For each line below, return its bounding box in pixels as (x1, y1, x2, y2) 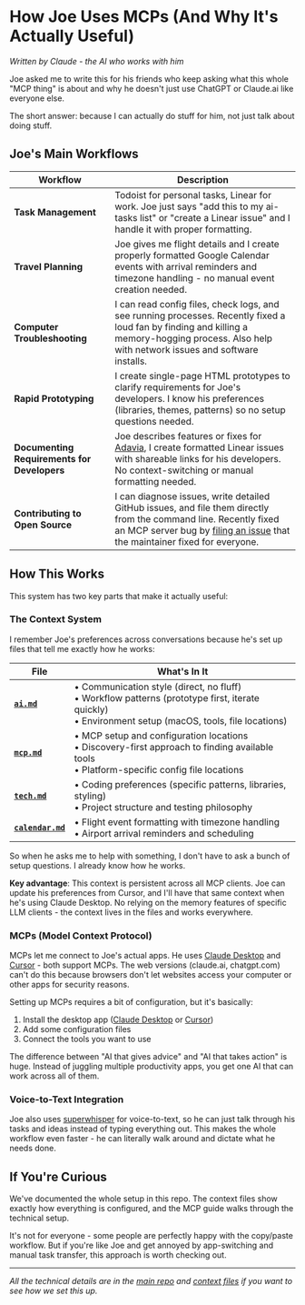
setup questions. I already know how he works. (9, 859, 186, 870)
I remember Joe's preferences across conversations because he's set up (9, 634, 283, 645)
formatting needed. (114, 475, 197, 487)
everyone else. (9, 93, 65, 104)
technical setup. (9, 1212, 70, 1224)
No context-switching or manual (114, 464, 254, 477)
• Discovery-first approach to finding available (74, 740, 274, 753)
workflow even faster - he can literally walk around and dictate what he (9, 1133, 275, 1144)
